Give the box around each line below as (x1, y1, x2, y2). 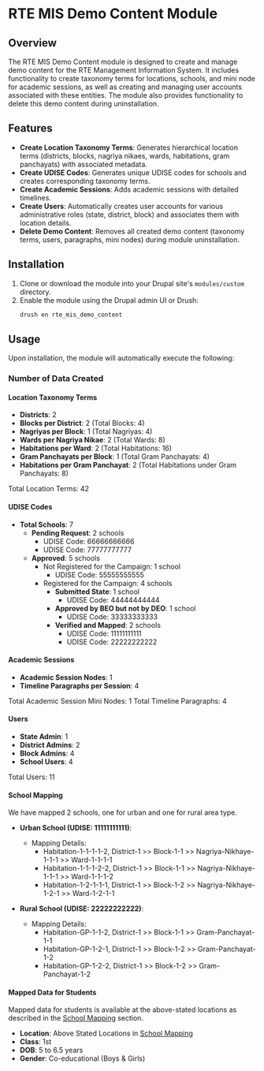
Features (8, 121, 53, 135)
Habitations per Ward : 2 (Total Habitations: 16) (19, 443, 172, 453)
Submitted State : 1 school (54, 587, 140, 596)
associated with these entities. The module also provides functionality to (8, 91, 244, 99)
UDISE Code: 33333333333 (66, 612, 158, 621)
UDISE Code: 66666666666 (43, 536, 135, 546)
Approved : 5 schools (31, 553, 101, 562)
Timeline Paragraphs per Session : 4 (19, 681, 139, 690)
